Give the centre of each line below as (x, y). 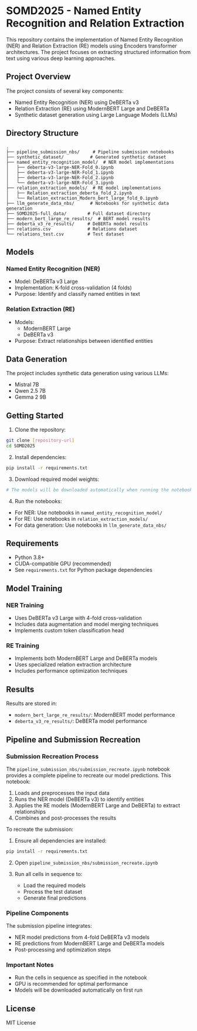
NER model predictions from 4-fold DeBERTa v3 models (82, 937)
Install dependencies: (40, 457)
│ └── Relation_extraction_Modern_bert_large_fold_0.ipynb (82, 198)
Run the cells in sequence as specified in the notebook (81, 978)
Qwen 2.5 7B (30, 391)
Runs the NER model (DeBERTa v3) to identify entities (79, 799)
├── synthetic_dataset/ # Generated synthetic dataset (86, 157)
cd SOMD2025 (21, 446)
